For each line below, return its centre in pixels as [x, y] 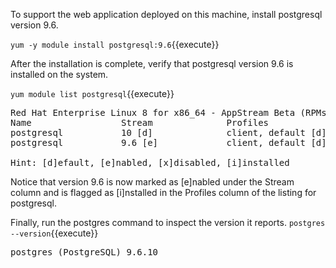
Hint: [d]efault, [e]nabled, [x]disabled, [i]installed [150, 162]
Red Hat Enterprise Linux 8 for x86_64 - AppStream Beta [153, 112]
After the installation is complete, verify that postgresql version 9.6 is [152, 63]
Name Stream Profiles [140, 122]
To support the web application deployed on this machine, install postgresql [166, 14]
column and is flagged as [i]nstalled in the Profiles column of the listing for [163, 192]
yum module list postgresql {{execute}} [92, 93]
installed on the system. [59, 74]
